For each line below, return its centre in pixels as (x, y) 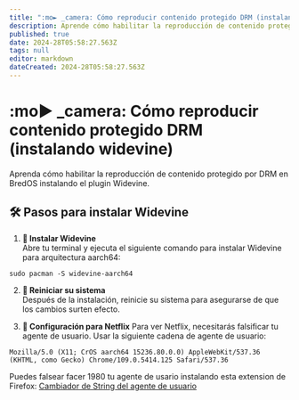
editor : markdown (41, 59)
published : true (39, 34)
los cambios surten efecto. (71, 309)
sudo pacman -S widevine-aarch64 (71, 273)
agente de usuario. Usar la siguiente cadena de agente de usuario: (144, 336)
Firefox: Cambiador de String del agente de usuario (103, 386)
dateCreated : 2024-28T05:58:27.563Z (77, 68)
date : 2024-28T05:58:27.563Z (63, 42)
